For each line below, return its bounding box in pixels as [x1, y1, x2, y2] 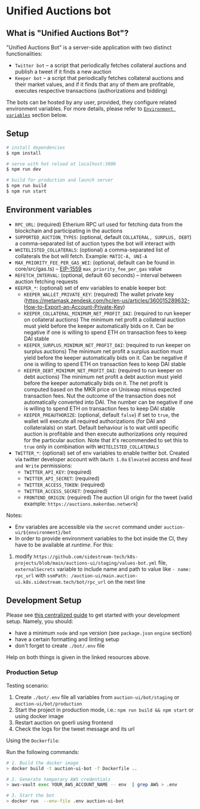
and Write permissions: [14, 462, 73, 469]
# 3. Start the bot [6, 793, 55, 799]
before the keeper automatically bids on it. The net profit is [23, 379, 168, 387]
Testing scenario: [6, 682, 49, 689]
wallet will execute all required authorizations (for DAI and [23, 417, 166, 425]
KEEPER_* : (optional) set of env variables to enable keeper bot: [14, 284, 167, 291]
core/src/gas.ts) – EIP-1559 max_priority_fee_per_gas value [14, 265, 162, 272]
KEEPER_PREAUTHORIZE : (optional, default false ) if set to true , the [23, 411, 180, 418]
